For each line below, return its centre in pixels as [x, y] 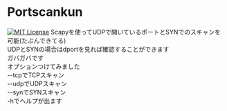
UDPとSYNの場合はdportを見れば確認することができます [88, 49]
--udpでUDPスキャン [37, 83]
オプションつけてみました [44, 66]
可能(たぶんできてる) [37, 40]
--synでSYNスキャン [37, 92]
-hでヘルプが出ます [35, 101]
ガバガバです [25, 58]
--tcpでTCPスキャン [36, 75]
